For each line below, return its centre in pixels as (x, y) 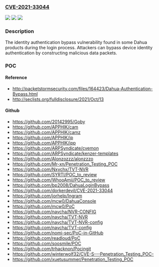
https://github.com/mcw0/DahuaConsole (54, 201)
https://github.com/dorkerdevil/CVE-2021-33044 (63, 190)
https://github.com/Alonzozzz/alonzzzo (53, 158)
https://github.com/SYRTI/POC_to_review (55, 174)
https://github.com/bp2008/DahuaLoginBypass (61, 185)
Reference (16, 78)
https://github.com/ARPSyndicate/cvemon (56, 148)
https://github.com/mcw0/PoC (43, 206)
